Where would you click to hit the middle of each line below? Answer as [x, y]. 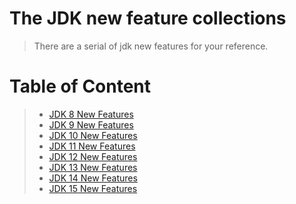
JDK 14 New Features [93, 178]
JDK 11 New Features [92, 146]
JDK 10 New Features [93, 135]
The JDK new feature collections [148, 18]
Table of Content [80, 86]
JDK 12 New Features [93, 156]
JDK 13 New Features [93, 167]
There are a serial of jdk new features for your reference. [151, 46]
